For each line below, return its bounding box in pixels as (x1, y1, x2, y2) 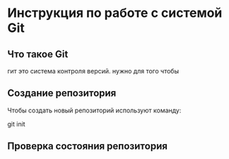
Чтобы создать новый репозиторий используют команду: (7, 106, 182, 114)
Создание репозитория (7, 87, 117, 100)
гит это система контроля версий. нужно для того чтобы (7, 67, 179, 75)
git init (7, 119, 26, 128)
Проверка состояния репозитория (7, 140, 168, 153)
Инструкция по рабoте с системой (7, 5, 223, 21)
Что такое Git (7, 48, 69, 60)
